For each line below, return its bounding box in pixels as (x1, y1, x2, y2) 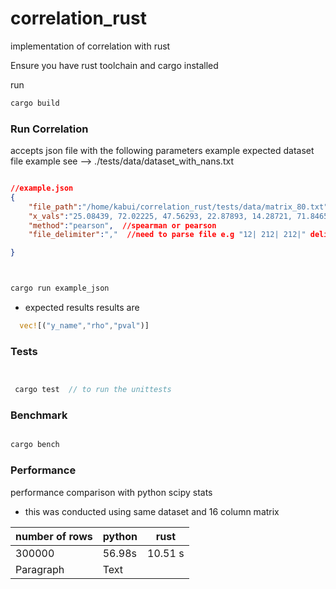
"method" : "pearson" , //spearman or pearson (28, 220, 217, 231)
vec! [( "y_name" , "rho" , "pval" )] (19, 321, 150, 331)
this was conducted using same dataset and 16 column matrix (24, 505, 280, 517)
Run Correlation (10, 122, 89, 136)
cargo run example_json (10, 283, 110, 294)
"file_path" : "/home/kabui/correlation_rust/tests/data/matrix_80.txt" (28, 202, 329, 212)
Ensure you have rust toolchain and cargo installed (10, 59, 219, 71)
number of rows (15, 529, 93, 543)
